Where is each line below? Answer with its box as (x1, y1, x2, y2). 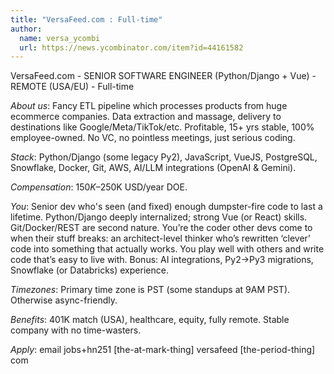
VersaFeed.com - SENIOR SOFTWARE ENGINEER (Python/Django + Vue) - (10, 70, 317, 82)
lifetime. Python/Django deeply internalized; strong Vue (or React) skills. (10, 211, 308, 223)
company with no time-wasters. (10, 324, 142, 336)
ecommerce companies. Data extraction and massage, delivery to (10, 111, 282, 123)
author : (10, 24, 43, 34)
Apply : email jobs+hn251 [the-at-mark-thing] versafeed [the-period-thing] (10, 344, 316, 356)
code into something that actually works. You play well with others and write (10, 243, 325, 255)
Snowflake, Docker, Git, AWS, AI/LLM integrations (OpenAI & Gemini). (10, 162, 297, 174)
